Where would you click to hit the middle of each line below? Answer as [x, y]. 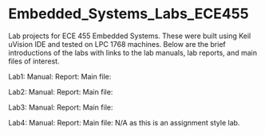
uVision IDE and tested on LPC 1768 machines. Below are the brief [117, 44]
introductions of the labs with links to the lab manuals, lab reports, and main [133, 52]
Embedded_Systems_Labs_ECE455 [129, 14]
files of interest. [34, 61]
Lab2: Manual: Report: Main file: [61, 91]
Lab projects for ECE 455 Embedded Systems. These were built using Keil [130, 36]
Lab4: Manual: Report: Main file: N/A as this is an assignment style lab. [124, 122]
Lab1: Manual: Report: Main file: [60, 76]
